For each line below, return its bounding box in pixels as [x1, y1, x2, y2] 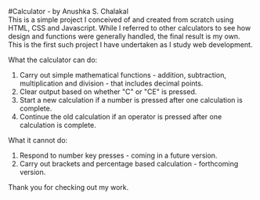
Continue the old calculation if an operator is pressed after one [19, 112, 222, 121]
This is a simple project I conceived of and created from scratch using [8, 15, 234, 24]
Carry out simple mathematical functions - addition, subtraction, [19, 71, 227, 79]
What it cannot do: [8, 136, 68, 144]
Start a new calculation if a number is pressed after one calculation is [19, 96, 243, 104]
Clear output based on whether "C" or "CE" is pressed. [19, 87, 197, 96]
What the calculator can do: [8, 55, 98, 64]
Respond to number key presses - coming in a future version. [19, 151, 218, 160]
